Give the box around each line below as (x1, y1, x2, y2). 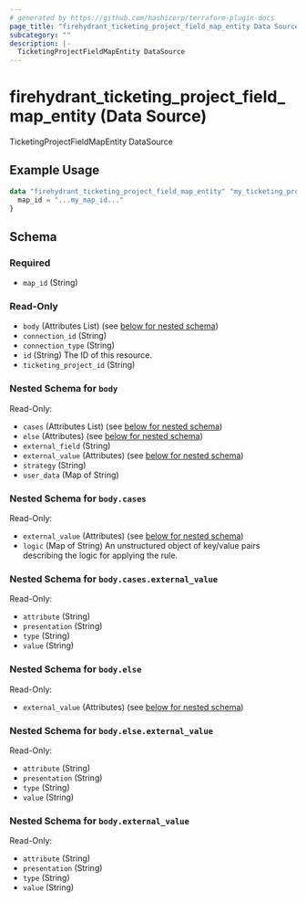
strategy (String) (22, 459, 87, 470)
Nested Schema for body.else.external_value (9, 724, 214, 737)
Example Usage (9, 163, 100, 178)
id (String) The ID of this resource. (22, 350, 153, 361)
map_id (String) (22, 278, 79, 288)
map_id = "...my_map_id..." (17, 195, 125, 205)
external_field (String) (22, 440, 111, 451)
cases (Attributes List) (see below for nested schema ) (22, 421, 223, 432)
